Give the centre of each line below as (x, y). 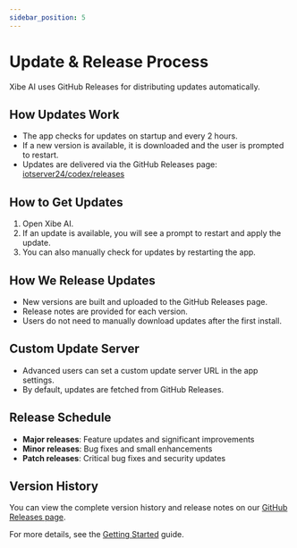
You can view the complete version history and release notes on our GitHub (148, 508)
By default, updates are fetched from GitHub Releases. (123, 389)
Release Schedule (60, 418)
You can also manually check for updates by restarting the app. (139, 252)
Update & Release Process (109, 61)
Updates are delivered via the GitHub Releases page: (119, 164)
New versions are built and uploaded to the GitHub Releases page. (145, 302)
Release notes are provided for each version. (105, 311)
